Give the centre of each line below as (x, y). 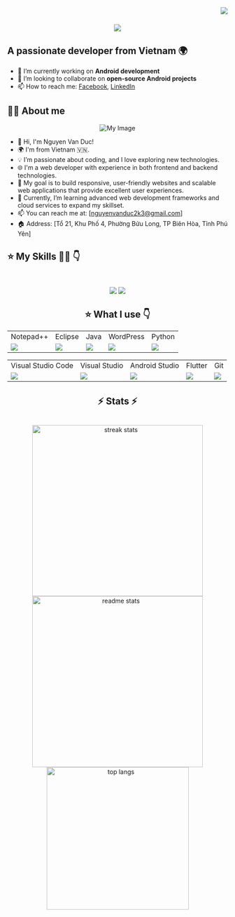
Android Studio (155, 366)
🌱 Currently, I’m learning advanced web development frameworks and (118, 198)
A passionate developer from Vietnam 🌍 (98, 51)
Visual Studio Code (42, 366)
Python (163, 337)
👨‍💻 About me (36, 111)
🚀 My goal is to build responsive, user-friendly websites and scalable (117, 182)
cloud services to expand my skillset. (71, 205)
